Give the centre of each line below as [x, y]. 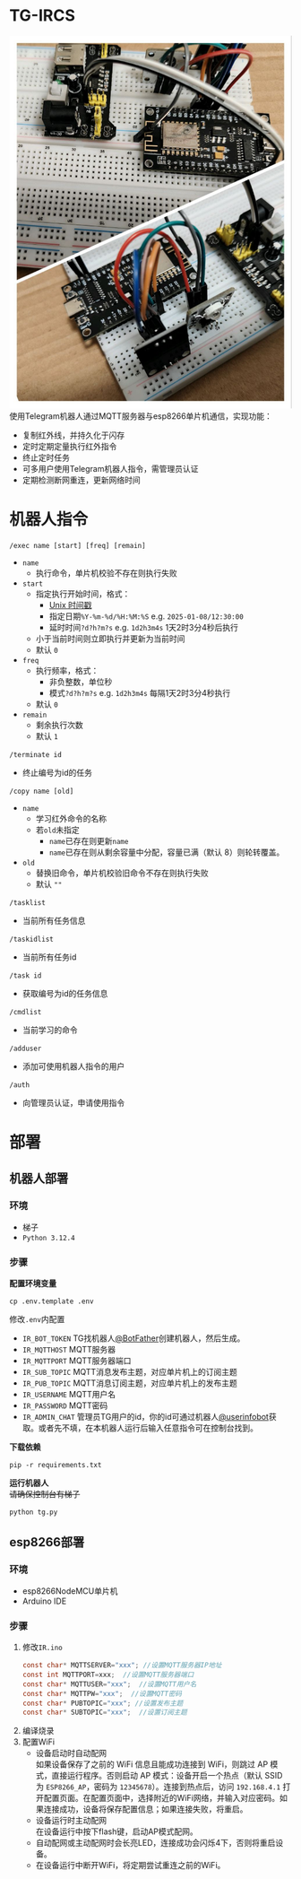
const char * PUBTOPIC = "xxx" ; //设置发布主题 [103, 1703]
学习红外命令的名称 [71, 818]
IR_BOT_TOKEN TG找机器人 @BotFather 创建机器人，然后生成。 [133, 1338]
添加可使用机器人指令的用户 [73, 1066]
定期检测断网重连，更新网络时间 [81, 480]
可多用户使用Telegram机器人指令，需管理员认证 [110, 469]
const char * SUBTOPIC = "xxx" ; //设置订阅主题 [105, 1713]
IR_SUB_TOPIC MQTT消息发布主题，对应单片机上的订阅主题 [129, 1372]
